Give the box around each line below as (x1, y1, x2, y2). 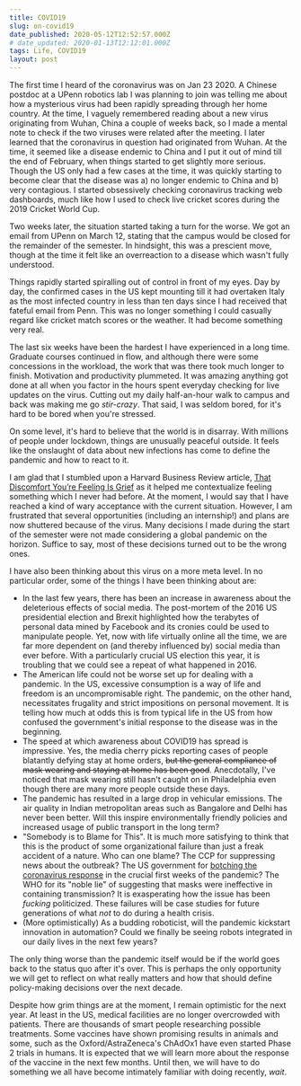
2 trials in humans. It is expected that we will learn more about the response (9, 1047, 289, 1058)
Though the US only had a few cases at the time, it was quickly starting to (9, 165, 282, 176)
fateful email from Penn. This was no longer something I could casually (9, 305, 272, 315)
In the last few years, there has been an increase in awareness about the (22, 593, 292, 603)
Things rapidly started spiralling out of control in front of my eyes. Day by (9, 277, 280, 287)
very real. (9, 324, 45, 335)
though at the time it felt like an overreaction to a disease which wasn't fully (9, 250, 289, 260)
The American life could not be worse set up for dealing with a (22, 669, 253, 679)
